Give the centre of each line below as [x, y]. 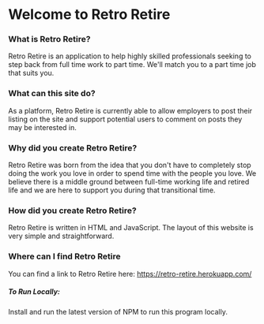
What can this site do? [52, 94]
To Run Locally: [34, 292]
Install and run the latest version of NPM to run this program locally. [118, 311]
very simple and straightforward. [61, 236]
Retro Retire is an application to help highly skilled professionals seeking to [130, 56]
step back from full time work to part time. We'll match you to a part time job [132, 65]
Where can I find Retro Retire [64, 256]
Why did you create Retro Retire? [73, 147]
